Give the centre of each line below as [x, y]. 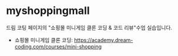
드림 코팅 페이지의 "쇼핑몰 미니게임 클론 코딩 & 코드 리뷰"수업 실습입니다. [89, 27]
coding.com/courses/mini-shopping [58, 46]
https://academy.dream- [104, 40]
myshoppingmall [48, 11]
